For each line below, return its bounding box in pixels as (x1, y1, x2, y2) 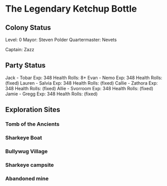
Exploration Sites (5, 105, 60, 114)
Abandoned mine (5, 175, 49, 182)
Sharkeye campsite (5, 161, 54, 168)
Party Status (5, 61, 46, 70)
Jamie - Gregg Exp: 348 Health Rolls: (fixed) (5, 91, 98, 97)
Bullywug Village (5, 147, 48, 155)
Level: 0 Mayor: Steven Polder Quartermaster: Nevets (5, 36, 117, 43)
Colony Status (5, 23, 51, 32)
